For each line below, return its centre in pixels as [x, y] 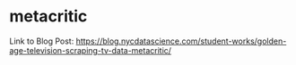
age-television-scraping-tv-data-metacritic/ [91, 50]
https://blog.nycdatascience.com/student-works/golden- [181, 41]
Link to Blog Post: [42, 41]
